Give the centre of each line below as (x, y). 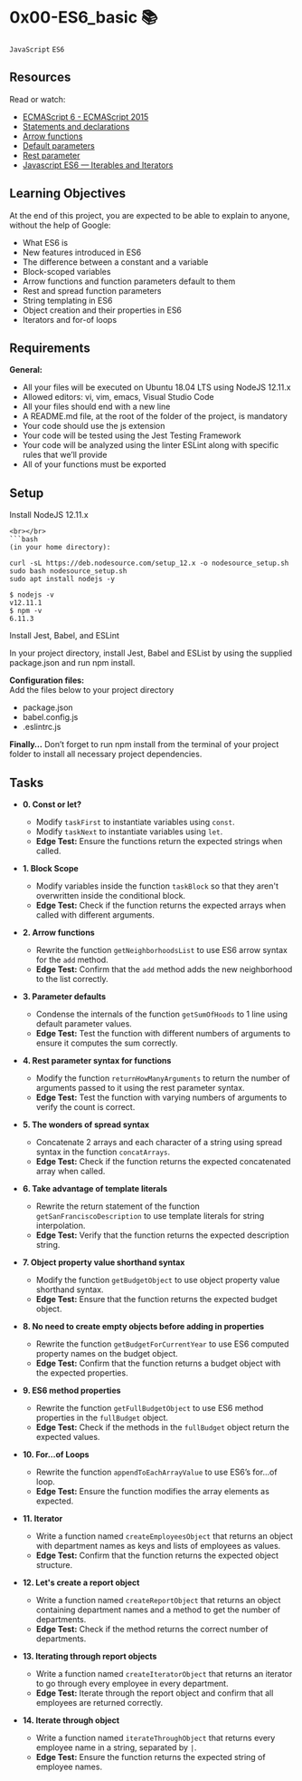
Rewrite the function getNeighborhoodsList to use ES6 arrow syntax (161, 950)
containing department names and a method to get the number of (158, 1610)
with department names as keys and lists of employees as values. (158, 1546)
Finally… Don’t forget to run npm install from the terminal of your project (144, 745)
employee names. (69, 1766)
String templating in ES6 (67, 300)
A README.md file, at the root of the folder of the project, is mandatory (155, 416)
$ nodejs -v (32, 595)
